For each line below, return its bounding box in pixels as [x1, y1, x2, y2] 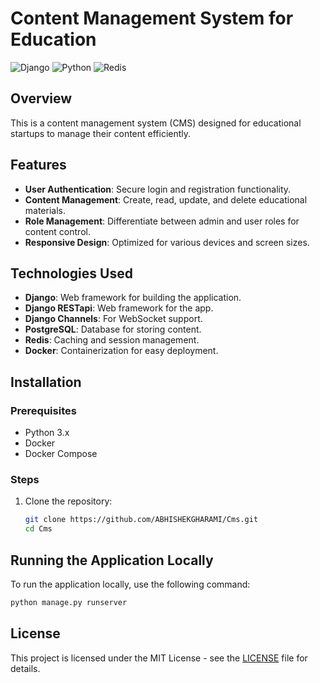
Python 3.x [24, 427, 70, 439]
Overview [10, 90, 73, 107]
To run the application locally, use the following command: [10, 578, 251, 590]
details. [10, 662, 41, 674]
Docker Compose [24, 448, 98, 460]
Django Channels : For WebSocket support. [24, 313, 203, 325]
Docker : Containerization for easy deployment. [24, 345, 219, 357]
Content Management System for [10, 7, 294, 30]
